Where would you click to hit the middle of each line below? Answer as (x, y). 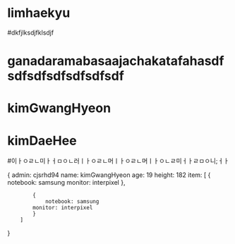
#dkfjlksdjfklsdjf (31, 32)
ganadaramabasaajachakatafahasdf (116, 61)
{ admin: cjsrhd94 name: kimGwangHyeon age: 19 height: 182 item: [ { (109, 175)
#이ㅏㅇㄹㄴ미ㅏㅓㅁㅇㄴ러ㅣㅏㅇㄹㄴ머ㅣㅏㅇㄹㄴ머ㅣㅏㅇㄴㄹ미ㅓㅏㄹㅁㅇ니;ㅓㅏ (118, 161)
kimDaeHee (42, 141)
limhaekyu (39, 13)
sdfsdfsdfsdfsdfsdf (66, 76)
